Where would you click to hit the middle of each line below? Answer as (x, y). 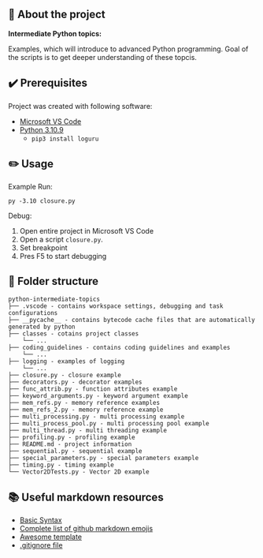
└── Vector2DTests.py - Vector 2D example (79, 472)
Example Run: (30, 187)
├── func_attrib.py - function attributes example (93, 389)
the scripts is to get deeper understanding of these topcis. (102, 57)
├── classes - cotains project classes (74, 334)
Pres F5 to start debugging (63, 257)
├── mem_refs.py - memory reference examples (84, 403)
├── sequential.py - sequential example (76, 451)
